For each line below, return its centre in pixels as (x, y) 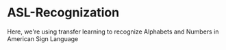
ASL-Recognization (63, 13)
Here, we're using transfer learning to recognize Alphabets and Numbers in (113, 32)
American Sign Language (43, 38)
